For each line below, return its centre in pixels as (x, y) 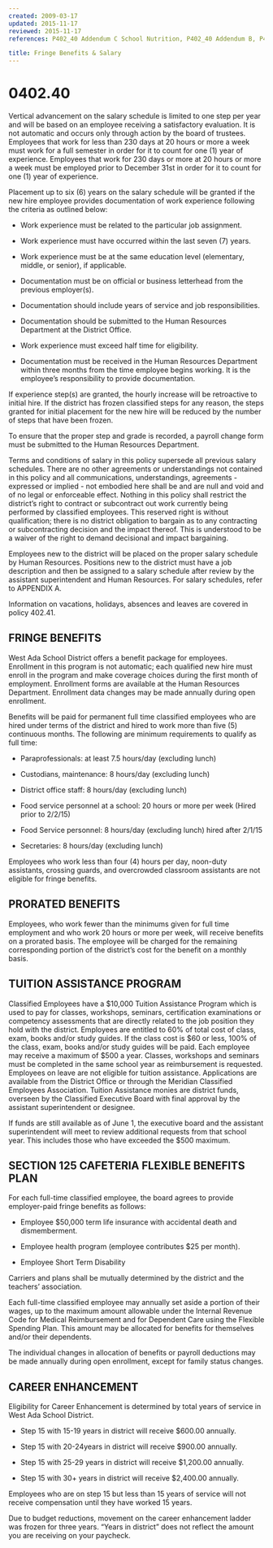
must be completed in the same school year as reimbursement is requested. (136, 1064)
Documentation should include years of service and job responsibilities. (140, 306)
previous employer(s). (57, 290)
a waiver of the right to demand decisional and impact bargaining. (119, 538)
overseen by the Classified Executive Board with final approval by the (124, 1099)
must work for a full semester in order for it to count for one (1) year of (126, 150)
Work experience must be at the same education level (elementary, (132, 257)
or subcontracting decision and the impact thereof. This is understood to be (135, 530)
